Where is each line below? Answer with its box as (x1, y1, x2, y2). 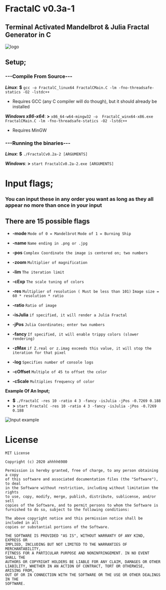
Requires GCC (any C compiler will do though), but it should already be (12, 98, 157, 104)
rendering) (12, 336, 35, 341)
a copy (5, 472, 19, 477)
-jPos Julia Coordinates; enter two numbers (12, 321, 105, 327)
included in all (5, 520, 39, 525)
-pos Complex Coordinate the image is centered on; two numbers (12, 250, 148, 255)
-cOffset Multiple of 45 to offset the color (12, 368, 108, 374)
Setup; (5, 58, 26, 67)
